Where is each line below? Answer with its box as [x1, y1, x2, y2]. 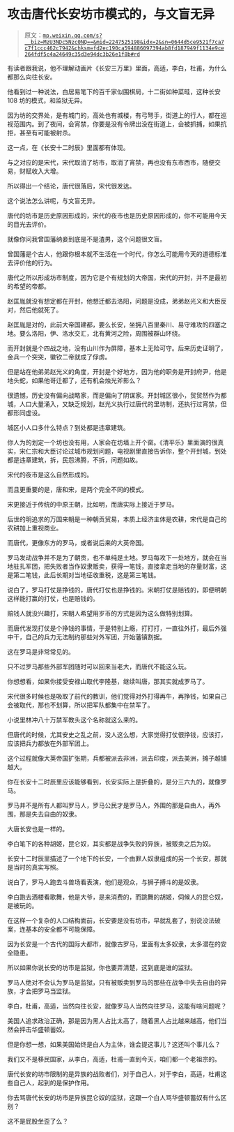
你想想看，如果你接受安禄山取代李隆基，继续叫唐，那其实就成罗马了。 [7, 677, 209, 685]
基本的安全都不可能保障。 [25, 925, 99, 933]
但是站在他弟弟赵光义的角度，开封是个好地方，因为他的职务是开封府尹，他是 [7, 367, 227, 375]
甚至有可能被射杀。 [19, 128, 75, 137]
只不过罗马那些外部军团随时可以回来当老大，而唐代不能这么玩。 [7, 662, 190, 671]
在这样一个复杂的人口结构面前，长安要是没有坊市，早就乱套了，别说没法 [7, 916, 214, 925]
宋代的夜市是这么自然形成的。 [7, 470, 93, 479]
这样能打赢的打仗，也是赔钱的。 [7, 594, 99, 602]
